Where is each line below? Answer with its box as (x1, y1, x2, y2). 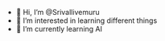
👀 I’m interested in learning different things (15, 16, 158, 25)
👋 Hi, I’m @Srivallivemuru (15, 8, 100, 17)
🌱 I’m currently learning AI (15, 24, 103, 33)
